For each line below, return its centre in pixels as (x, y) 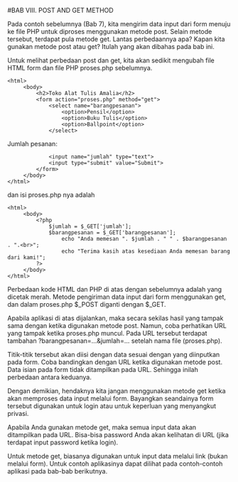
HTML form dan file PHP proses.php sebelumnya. (80, 68)
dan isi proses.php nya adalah (51, 195)
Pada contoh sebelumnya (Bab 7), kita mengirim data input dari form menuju (119, 24)
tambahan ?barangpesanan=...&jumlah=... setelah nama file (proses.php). (115, 341)
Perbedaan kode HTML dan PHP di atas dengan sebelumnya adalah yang (115, 289)
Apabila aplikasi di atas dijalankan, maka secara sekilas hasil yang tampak (115, 318)
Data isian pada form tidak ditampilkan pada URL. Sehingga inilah (103, 369)
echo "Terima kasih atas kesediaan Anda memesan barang (146, 251)
